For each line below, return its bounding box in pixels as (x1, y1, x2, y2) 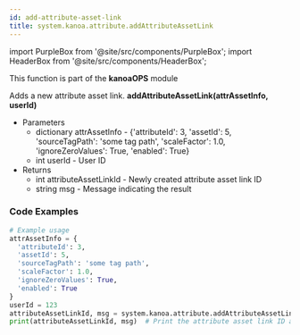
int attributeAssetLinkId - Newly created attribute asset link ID (35, 173, 262, 184)
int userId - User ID (35, 155, 106, 165)
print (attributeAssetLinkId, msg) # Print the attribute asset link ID (9, 317, 286, 326)
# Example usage (9, 225, 70, 235)
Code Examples (9, 205, 79, 218)
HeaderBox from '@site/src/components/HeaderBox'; (9, 55, 207, 66)
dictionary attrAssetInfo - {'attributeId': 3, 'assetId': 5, (35, 126, 232, 137)
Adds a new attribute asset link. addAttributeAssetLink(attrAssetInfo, (9, 90, 269, 101)
